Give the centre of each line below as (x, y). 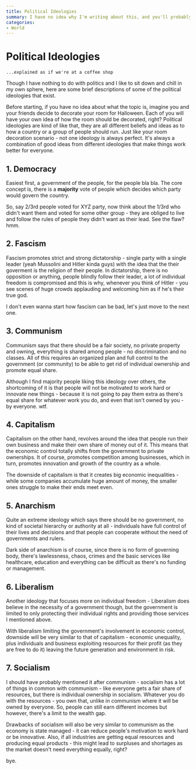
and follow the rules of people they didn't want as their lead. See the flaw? (95, 219)
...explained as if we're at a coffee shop (60, 73)
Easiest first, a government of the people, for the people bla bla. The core (94, 183)
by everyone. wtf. (27, 406)
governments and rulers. (36, 538)
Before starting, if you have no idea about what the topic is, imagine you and (98, 107)
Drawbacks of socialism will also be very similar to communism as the (90, 724)
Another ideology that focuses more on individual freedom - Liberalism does (98, 601)
